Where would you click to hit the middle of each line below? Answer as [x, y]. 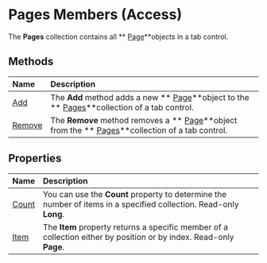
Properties [35, 159]
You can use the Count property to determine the [135, 194]
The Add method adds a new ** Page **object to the [150, 97]
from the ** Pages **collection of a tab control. [139, 130]
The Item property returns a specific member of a [135, 226]
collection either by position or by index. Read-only [138, 237]
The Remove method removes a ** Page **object [144, 120]
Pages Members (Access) [95, 15]
